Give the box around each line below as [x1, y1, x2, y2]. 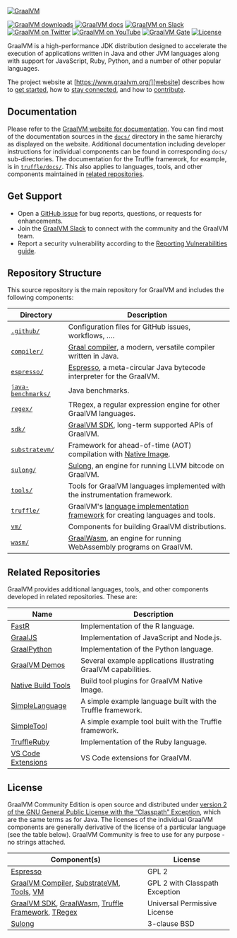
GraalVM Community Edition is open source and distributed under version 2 [7, 800, 227, 809]
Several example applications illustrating [80, 656, 214, 666]
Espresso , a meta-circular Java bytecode [68, 363, 206, 373]
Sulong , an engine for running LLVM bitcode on [68, 461, 224, 470]
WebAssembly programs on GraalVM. [68, 542, 193, 552]
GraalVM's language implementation [68, 502, 189, 511]
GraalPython [11, 644, 52, 654]
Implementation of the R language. [80, 621, 195, 631]
